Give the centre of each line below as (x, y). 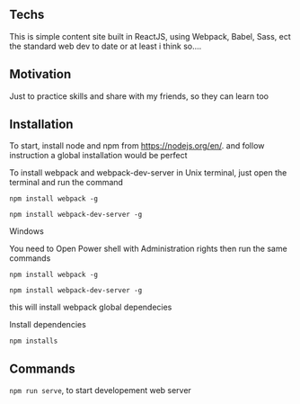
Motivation (40, 74)
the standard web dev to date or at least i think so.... (106, 46)
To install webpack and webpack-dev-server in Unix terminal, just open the (148, 173)
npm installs (34, 341)
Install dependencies (48, 325)
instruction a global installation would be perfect (98, 156)
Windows (27, 231)
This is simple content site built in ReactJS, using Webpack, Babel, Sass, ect (150, 36)
